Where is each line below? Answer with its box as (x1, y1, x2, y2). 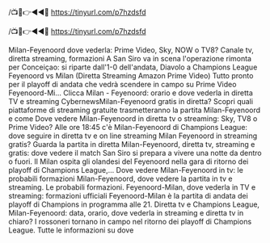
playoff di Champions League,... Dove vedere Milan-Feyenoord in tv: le (8, 165, 244, 174)
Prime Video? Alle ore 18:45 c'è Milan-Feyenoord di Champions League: (8, 123, 248, 132)
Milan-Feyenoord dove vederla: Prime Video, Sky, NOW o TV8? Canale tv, (8, 45, 255, 55)
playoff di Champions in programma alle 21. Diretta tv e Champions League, (8, 199, 260, 209)
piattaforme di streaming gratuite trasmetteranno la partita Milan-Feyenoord (8, 105, 261, 115)
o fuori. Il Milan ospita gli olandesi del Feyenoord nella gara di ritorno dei (8, 157, 249, 166)
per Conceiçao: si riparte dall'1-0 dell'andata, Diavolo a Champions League (8, 62, 258, 72)
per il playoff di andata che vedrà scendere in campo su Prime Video (8, 80, 237, 89)
